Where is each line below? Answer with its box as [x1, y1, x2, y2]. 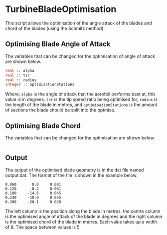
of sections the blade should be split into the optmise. [5, 107, 116, 113]
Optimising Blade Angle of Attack [5, 40, 111, 48]
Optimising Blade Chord [5, 121, 81, 130]
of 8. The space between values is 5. [5, 224, 81, 230]
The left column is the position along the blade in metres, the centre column [5, 208, 161, 214]
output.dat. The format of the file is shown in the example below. [5, 172, 138, 178]
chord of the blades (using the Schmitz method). [5, 25, 105, 31]
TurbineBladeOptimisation [5, 3, 117, 15]
